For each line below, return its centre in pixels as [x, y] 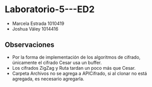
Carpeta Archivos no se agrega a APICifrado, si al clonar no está [80, 73]
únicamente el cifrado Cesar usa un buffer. [57, 63]
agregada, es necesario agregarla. [48, 79]
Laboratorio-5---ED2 [50, 9]
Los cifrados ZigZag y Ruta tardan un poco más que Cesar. [74, 68]
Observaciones [29, 45]
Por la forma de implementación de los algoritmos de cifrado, [76, 57]
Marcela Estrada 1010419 [38, 23]
